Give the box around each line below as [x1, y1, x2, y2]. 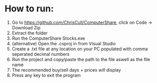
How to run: [4, 3, 54, 14]
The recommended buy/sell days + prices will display [11, 67, 121, 73]
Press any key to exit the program [11, 72, 81, 78]
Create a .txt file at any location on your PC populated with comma [11, 46, 148, 52]
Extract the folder [11, 30, 48, 36]
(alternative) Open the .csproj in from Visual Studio [11, 40, 116, 46]
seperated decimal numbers [11, 51, 70, 57]
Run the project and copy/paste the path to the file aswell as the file [11, 56, 151, 62]
